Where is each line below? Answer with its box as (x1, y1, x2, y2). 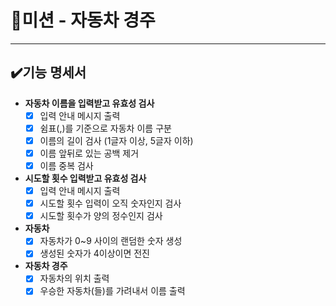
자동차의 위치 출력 (39, 272, 110, 285)
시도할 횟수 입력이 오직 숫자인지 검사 (39, 197, 182, 210)
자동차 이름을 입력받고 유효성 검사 (24, 97, 155, 109)
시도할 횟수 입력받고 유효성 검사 (24, 172, 147, 185)
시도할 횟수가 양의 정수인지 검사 (39, 210, 163, 222)
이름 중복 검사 (39, 160, 94, 171)
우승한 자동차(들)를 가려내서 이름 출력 (39, 285, 186, 297)
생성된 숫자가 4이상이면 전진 (39, 247, 150, 260)
